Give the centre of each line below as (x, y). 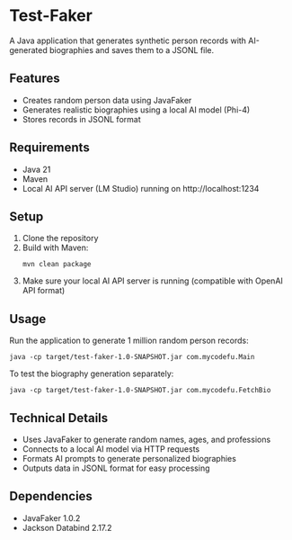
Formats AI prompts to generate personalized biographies (129, 459)
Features (35, 79)
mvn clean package (57, 265)
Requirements (49, 148)
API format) (44, 291)
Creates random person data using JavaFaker (107, 100)
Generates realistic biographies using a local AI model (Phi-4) (136, 110)
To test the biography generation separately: (92, 373)
